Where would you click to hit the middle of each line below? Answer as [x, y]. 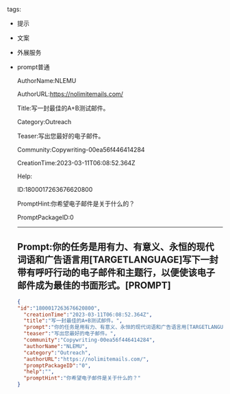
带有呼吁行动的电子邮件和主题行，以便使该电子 [116, 273]
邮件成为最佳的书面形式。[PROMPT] [94, 285]
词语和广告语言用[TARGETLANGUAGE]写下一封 [118, 260]
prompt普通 [33, 67]
